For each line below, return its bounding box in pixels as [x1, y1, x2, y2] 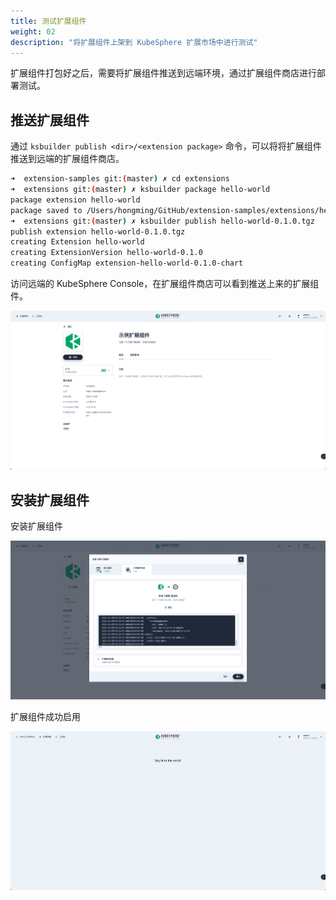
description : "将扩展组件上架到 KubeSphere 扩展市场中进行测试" [10, 37, 258, 47]
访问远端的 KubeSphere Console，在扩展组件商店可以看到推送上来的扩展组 [10, 278, 320, 290]
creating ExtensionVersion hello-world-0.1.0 [10, 248, 203, 258]
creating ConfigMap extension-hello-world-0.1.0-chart [10, 258, 244, 269]
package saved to [10, 205, 83, 215]
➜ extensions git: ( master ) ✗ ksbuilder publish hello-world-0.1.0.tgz [10, 216, 315, 226]
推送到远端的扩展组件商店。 [10, 153, 125, 165]
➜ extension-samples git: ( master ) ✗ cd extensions [10, 174, 230, 184]
